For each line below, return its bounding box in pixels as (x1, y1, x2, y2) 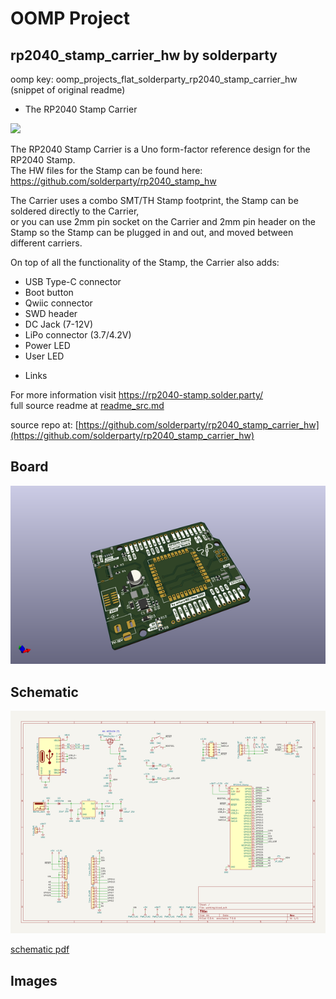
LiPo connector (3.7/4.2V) (24, 329, 132, 341)
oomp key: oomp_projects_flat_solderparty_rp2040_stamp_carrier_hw (10, 73, 298, 85)
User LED (24, 350, 65, 362)
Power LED (24, 340, 71, 351)
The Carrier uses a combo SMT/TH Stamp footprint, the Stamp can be (10, 195, 299, 206)
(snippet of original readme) (10, 84, 126, 96)
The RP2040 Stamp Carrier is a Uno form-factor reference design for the (10, 143, 311, 155)
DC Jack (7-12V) (24, 318, 94, 330)
